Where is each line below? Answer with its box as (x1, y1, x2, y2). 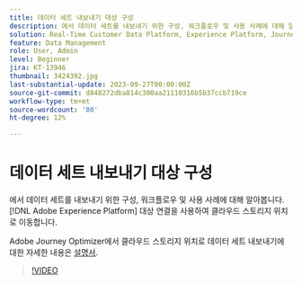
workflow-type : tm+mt (9, 96, 91, 106)
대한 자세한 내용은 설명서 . (9, 247, 99, 258)
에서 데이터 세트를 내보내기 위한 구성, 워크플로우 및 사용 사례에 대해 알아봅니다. (9, 194, 285, 205)
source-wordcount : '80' (9, 105, 99, 114)
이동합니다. (18, 217, 58, 227)
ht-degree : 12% (9, 113, 67, 122)
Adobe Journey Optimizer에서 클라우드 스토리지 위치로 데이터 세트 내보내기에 (9, 235, 285, 247)
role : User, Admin (9, 47, 78, 56)
